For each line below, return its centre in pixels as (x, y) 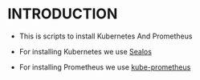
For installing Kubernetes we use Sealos (85, 51)
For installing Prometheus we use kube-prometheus (105, 67)
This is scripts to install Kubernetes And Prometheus (106, 36)
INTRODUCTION (63, 14)
